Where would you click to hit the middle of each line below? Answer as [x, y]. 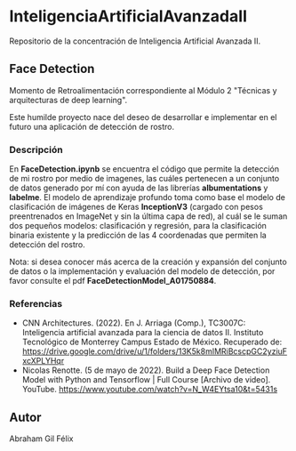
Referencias [36, 303]
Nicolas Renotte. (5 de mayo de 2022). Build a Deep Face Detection [146, 370]
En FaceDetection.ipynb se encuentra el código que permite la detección [144, 169]
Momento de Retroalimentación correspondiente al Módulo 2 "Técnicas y [143, 90]
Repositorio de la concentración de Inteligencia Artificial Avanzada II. [135, 41]
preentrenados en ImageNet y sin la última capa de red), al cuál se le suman [148, 216]
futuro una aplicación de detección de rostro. [92, 126]
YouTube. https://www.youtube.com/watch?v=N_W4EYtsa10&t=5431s [150, 390]
